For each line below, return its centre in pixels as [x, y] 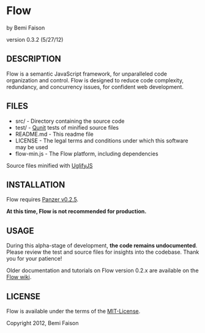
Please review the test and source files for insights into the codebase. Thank [103, 252]
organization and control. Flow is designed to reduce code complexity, [95, 80]
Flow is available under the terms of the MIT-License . [73, 311]
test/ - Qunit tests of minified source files [67, 127]
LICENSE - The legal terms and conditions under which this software [102, 140]
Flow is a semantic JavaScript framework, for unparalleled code [87, 74]
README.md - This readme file [54, 134]
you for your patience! [34, 259]
